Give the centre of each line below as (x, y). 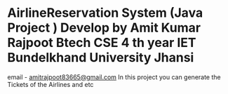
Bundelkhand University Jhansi (101, 58)
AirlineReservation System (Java (105, 13)
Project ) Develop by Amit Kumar (104, 28)
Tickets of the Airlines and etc (51, 84)
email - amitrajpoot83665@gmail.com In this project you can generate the (114, 77)
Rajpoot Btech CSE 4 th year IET (102, 43)
